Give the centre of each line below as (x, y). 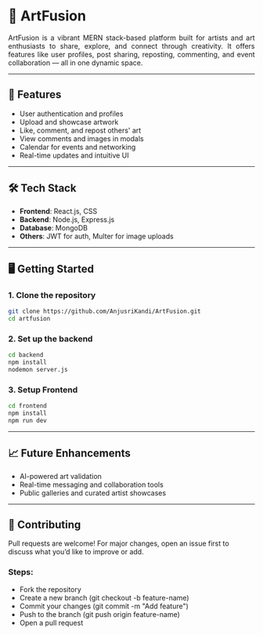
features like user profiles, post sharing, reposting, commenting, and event (131, 54)
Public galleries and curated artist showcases (93, 492)
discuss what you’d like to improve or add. (76, 552)
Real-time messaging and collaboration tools (92, 484)
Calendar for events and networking (77, 147)
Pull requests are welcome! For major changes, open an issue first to (119, 543)
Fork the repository (50, 589)
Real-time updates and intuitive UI (74, 155)
